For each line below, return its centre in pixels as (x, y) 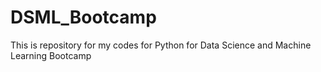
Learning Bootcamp (51, 55)
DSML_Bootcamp (83, 17)
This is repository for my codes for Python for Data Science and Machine (161, 45)
